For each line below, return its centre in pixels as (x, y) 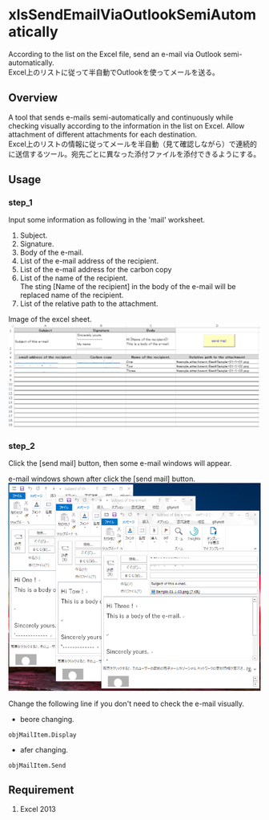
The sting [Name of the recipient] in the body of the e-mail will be (128, 287)
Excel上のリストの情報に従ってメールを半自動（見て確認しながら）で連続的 (133, 144)
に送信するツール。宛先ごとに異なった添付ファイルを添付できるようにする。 (134, 153)
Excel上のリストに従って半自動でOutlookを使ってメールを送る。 (114, 72)
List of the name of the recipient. (74, 278)
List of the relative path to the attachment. (89, 304)
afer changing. (44, 749)
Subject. (34, 235)
